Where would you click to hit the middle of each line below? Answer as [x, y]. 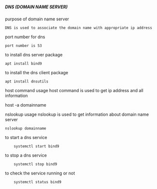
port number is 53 [23, 46]
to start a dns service [26, 137]
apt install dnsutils [27, 81]
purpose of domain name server [37, 19]
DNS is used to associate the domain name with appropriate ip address [78, 28]
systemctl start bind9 [36, 146]
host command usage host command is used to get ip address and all [74, 90]
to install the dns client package [37, 72]
